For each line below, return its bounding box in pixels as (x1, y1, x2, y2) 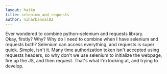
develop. (5, 63, 24, 69)
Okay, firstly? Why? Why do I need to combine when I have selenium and (5, 36, 158, 42)
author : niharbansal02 (5, 17, 54, 22)
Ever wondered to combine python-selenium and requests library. (5, 31, 144, 37)
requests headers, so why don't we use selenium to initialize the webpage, (5, 52, 162, 58)
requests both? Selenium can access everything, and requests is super (5, 42, 155, 48)
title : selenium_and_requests (5, 12, 70, 17)
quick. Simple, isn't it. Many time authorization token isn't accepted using (5, 47, 159, 53)
